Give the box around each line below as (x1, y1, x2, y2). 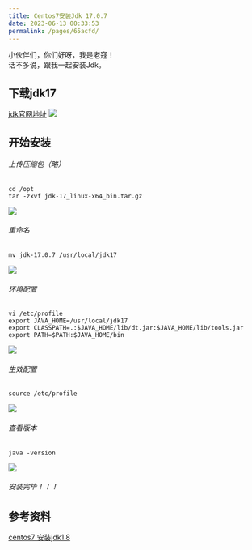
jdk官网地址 (8, 109, 47, 119)
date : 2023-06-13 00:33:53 (8, 19, 99, 28)
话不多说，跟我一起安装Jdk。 (8, 60, 107, 70)
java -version (8, 449, 57, 457)
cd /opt (8, 185, 35, 193)
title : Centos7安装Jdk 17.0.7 (8, 11, 107, 20)
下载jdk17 (8, 86, 57, 100)
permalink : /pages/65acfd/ (8, 27, 99, 35)
